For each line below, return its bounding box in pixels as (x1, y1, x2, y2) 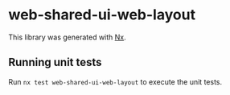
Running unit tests (8, 56, 102, 69)
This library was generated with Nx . (8, 32, 126, 42)
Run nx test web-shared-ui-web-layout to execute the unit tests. (8, 76, 223, 86)
